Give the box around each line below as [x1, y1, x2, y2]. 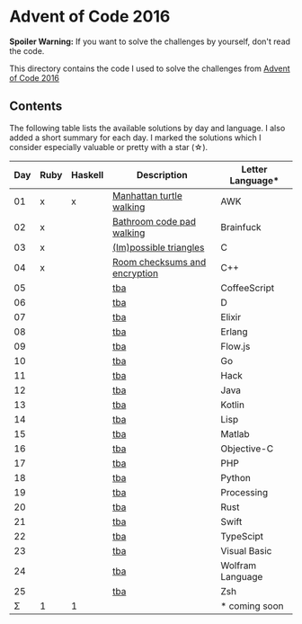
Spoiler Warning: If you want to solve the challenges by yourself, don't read [9, 36, 290, 47]
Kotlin [220, 398, 245, 411]
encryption [111, 267, 159, 280]
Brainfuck [220, 220, 262, 233]
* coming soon [220, 600, 284, 612]
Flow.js [220, 340, 251, 352]
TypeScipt [220, 530, 263, 542]
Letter [241, 163, 268, 175]
